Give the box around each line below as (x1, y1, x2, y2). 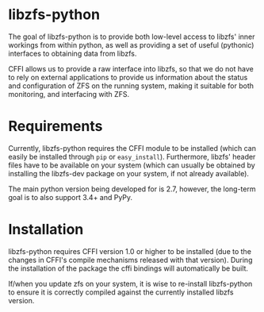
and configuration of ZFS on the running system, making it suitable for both (8, 81, 254, 91)
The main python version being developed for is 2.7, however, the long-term (8, 184, 256, 194)
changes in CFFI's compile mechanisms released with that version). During (8, 255, 253, 264)
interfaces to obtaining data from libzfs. (8, 48, 137, 58)
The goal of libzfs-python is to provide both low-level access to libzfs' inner (8, 32, 255, 41)
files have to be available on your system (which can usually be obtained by (8, 160, 255, 170)
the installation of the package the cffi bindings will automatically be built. (8, 264, 248, 273)
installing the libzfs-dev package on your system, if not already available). (8, 168, 250, 178)
